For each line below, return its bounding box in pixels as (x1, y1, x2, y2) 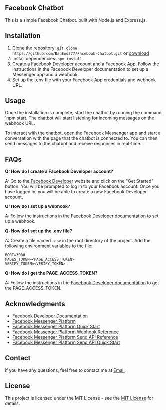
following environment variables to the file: (5, 243, 93, 249)
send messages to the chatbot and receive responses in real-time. (5, 141, 142, 147)
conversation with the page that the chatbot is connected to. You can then (5, 135, 158, 141)
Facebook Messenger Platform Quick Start (12, 324, 100, 330)
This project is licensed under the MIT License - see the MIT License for (5, 395, 154, 401)
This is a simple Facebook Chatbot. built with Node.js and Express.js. (5, 17, 147, 23)
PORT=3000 (5, 253, 26, 258)
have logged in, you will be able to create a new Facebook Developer (5, 189, 147, 195)
